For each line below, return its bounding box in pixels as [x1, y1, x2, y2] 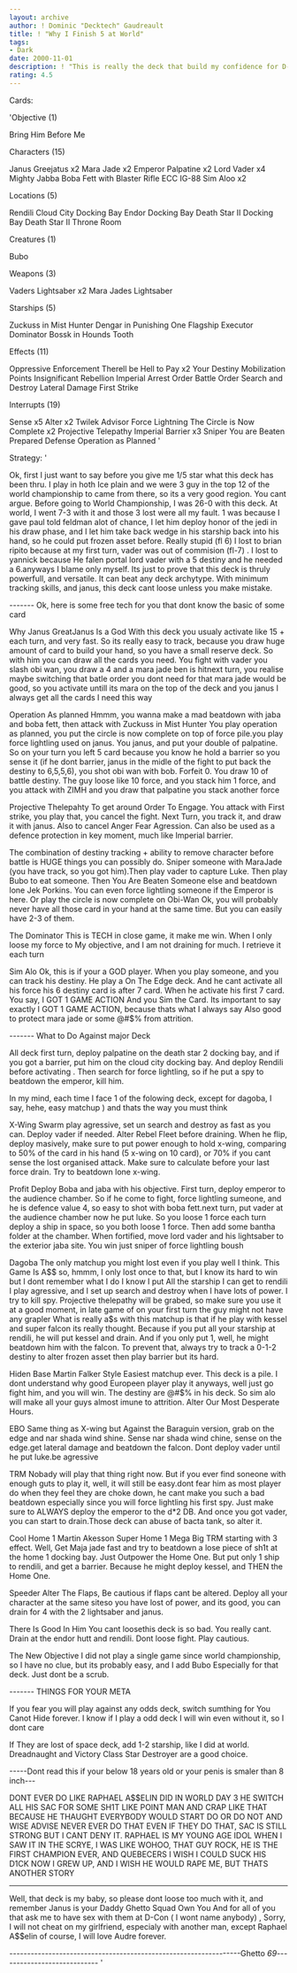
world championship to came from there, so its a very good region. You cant [9, 488, 287, 499]
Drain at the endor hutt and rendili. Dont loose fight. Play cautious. [9, 1633, 250, 1644]
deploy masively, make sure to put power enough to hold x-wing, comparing [9, 1138, 287, 1149]
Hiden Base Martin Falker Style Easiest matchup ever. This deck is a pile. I [9, 1368, 278, 1379]
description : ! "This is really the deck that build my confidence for [9, 63, 278, 72]
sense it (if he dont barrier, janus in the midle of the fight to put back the [9, 756, 271, 767]
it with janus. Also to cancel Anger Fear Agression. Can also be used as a [9, 820, 276, 831]
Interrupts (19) [9, 399, 61, 410]
